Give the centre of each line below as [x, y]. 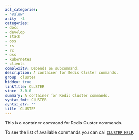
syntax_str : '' [20, 105]
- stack [13, 37]
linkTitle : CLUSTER [25, 86]
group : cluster [20, 77]
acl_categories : [21, 9]
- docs [12, 28]
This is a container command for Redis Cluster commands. [64, 122]
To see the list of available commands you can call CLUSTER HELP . [70, 132]
